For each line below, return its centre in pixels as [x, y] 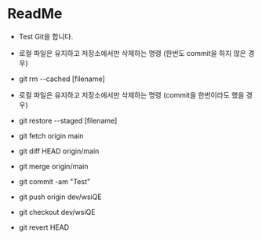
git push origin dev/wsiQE [60, 197]
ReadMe [35, 14]
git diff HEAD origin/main [59, 151]
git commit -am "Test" [55, 181]
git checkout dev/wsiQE [57, 212]
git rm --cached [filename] [62, 79]
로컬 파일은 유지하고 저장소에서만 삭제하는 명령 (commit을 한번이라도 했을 [131, 94]
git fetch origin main [51, 135]
